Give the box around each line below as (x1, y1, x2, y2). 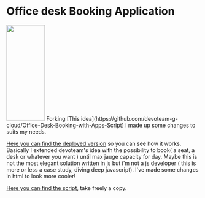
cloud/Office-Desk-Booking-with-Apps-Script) (6, 121, 124, 129)
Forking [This (45, 115, 80, 122)
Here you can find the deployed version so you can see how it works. (6, 140, 182, 147)
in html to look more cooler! (6, 172, 76, 180)
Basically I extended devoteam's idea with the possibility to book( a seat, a (6, 146, 195, 154)
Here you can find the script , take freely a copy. (6, 184, 127, 191)
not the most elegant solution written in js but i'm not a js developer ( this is (6, 159, 196, 167)
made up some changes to (128, 121, 196, 129)
